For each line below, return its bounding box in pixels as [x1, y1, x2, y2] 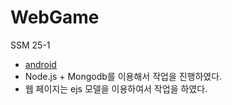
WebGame [10, 6, 100, 29]
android [24, 58, 57, 70]
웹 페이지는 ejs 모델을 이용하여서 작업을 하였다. [24, 82, 208, 95]
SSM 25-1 [10, 39, 51, 51]
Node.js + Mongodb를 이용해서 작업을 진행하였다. [24, 70, 223, 82]
